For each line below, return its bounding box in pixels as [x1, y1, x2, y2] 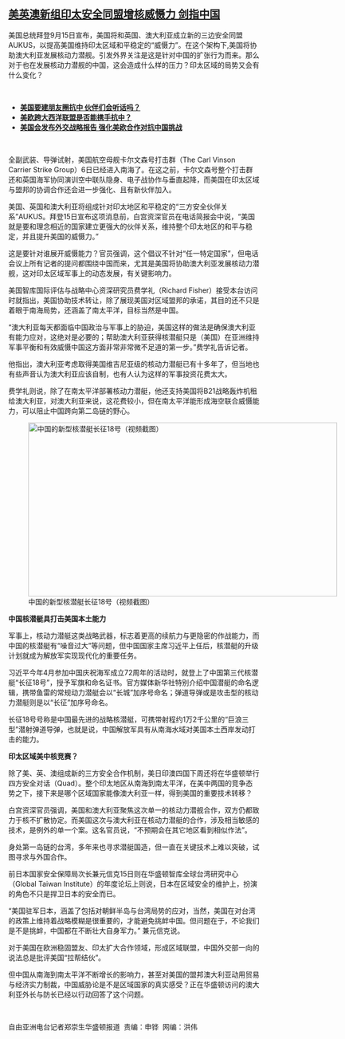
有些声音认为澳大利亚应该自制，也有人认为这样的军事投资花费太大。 [8, 369, 232, 379]
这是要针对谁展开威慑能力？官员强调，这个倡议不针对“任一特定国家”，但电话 [8, 248, 259, 258]
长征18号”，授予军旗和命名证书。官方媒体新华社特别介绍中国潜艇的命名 [18, 677, 253, 687]
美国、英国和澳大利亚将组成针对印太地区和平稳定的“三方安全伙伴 [8, 202, 222, 211]
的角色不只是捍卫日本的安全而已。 [8, 888, 120, 899]
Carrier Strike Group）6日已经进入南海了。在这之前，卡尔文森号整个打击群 [8, 164, 253, 174]
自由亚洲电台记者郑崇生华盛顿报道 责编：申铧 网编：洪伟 [8, 1021, 198, 1031]
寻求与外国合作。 [14, 852, 72, 861]
